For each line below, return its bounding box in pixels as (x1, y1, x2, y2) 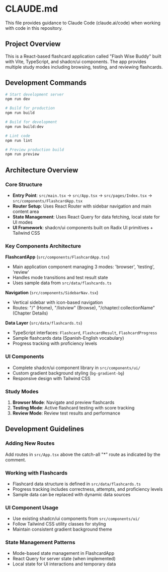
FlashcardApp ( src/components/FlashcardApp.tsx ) (5, 254, 110, 260)
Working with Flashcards (5, 469, 68, 476)
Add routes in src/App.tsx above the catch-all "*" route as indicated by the (5, 451, 160, 457)
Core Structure (5, 181, 43, 188)
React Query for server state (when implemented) (12, 556, 116, 562)
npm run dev (5, 96, 30, 101)
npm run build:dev (5, 124, 44, 129)
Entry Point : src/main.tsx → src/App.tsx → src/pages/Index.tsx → (12, 192, 152, 198)
